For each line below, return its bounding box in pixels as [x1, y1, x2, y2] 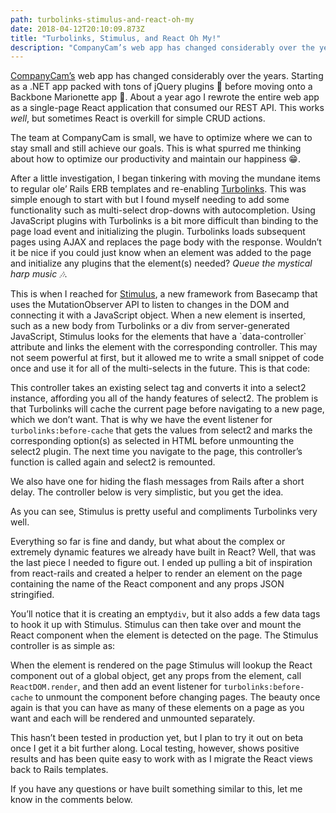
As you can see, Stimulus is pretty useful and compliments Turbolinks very [10, 506, 318, 518]
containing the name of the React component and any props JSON [10, 578, 285, 590]
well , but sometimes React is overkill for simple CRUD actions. [10, 112, 266, 125]
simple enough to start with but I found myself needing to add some [10, 194, 290, 206]
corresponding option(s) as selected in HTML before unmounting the [10, 435, 295, 447]
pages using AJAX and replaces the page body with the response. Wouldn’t [10, 236, 322, 248]
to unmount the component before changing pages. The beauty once [34, 691, 321, 703]
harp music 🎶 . [10, 268, 68, 280]
